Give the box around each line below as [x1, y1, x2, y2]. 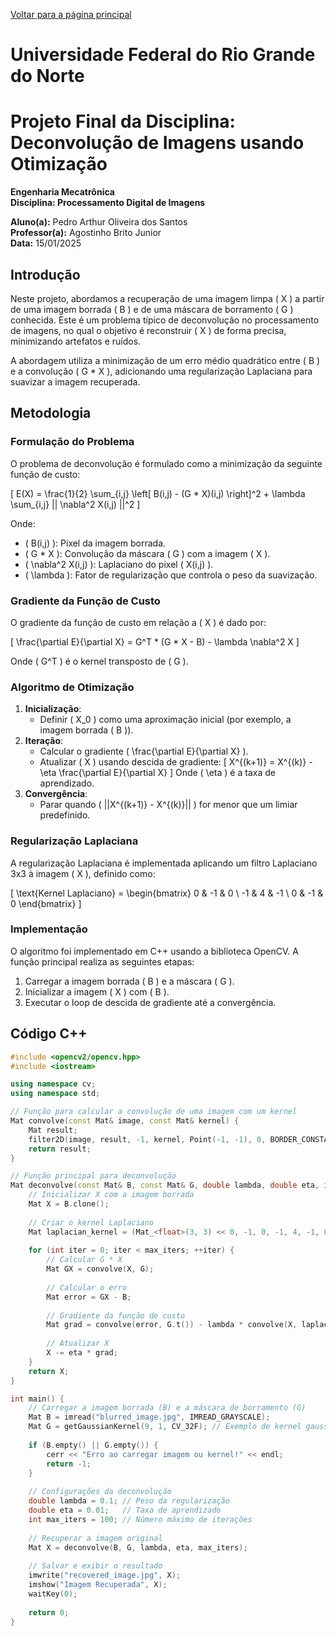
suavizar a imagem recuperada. [10, 375, 141, 388]
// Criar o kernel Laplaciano [28, 1217, 155, 1228]
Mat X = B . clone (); [28, 1199, 110, 1209]
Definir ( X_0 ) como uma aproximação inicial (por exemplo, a [39, 714, 292, 726]
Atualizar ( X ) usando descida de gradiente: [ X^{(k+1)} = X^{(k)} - [39, 756, 313, 768]
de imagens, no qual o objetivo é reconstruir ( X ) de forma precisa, [10, 324, 287, 336]
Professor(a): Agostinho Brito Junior [10, 227, 162, 239]
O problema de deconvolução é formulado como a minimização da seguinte [10, 457, 323, 469]
